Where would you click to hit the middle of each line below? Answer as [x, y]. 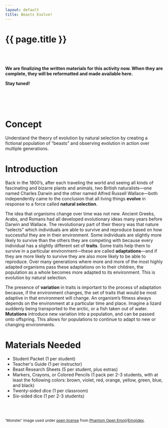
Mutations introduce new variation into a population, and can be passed [80, 314]
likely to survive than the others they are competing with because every [79, 241]
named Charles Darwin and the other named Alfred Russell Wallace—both [81, 193]
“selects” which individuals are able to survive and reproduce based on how [84, 230]
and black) [24, 385]
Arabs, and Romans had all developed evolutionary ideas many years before [84, 219]
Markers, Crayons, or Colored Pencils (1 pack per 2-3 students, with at [85, 375]
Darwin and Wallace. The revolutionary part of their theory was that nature [82, 225]
